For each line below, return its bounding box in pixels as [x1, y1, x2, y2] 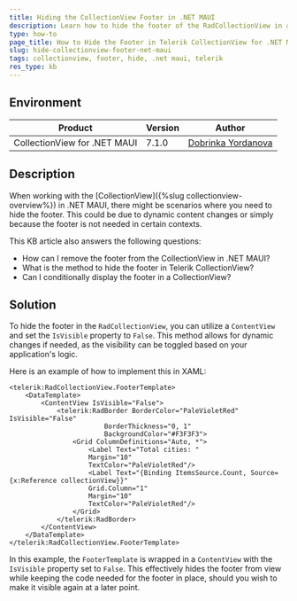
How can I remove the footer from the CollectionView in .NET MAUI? [21, 253, 270, 263]
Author [215, 121, 246, 134]
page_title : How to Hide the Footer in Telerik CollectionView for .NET [9, 37, 283, 47]
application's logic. [9, 349, 78, 360]
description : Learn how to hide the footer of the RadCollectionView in [9, 21, 283, 30]
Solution [9, 297, 57, 312]
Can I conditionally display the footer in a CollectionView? [21, 271, 232, 282]
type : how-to [9, 29, 57, 38]
